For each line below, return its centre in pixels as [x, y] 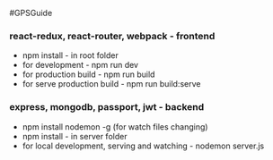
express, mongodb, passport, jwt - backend [107, 107]
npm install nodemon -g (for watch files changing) [115, 126]
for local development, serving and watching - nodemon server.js [143, 146]
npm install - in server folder [75, 136]
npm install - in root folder [70, 55]
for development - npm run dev [80, 65]
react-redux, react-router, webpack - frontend [112, 36]
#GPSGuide [31, 13]
